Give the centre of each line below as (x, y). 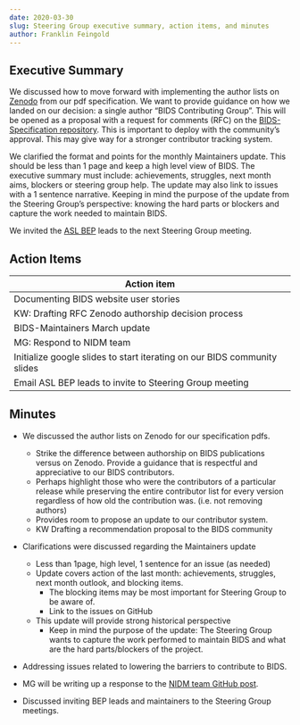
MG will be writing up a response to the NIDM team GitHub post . (140, 683)
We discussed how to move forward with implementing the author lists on (144, 92)
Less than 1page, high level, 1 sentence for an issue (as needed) (153, 563)
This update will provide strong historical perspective (133, 621)
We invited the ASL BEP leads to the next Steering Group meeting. (131, 231)
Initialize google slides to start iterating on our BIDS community (146, 357)
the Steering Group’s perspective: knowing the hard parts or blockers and (144, 204)
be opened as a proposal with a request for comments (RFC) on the (133, 121)
